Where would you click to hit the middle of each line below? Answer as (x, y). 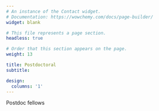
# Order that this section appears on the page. (67, 49)
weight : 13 (19, 54)
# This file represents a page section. (56, 33)
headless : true (25, 39)
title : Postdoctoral (31, 65)
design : (16, 81)
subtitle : (18, 70)
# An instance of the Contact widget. (53, 11)
